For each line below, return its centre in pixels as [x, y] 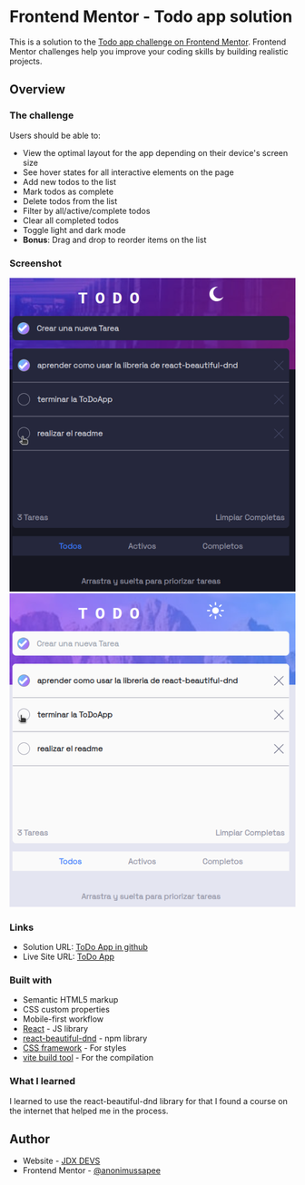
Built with [31, 980]
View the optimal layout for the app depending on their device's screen [155, 152]
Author [30, 1139]
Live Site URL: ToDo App [69, 956]
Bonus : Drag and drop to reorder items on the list [114, 240]
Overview [38, 89]
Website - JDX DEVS [61, 1161]
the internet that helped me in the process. [89, 1111]
